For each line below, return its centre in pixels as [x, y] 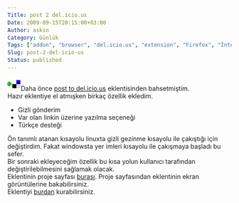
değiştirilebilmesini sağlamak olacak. [61, 169]
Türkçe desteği [40, 125]
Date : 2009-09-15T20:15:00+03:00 [57, 22]
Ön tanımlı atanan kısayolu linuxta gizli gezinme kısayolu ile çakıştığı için [113, 138]
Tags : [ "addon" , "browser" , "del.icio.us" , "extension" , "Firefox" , [111, 45]
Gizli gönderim [39, 110]
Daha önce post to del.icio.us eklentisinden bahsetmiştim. [105, 88]
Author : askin [28, 30]
